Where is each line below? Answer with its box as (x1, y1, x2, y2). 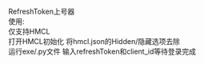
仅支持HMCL (8, 26, 50, 36)
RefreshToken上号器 (8, 6, 75, 16)
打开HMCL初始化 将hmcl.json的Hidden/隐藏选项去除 (8, 37, 180, 46)
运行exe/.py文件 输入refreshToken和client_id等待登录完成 (8, 46, 197, 56)
